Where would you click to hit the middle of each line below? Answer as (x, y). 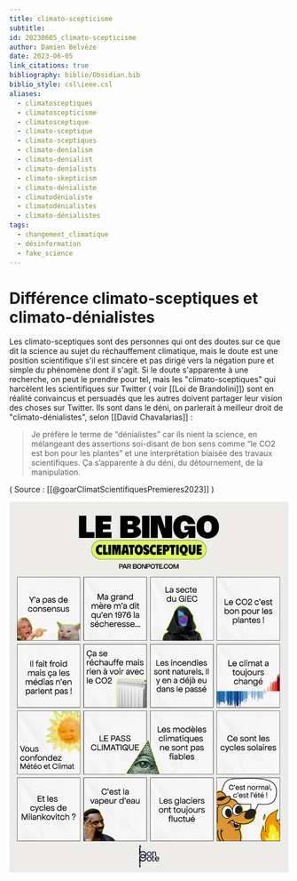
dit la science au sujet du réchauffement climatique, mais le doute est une (144, 351)
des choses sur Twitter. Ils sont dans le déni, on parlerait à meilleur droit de (146, 408)
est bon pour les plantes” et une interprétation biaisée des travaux (152, 453)
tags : (19, 225)
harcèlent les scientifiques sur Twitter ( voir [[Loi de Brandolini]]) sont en (142, 389)
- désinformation (49, 244)
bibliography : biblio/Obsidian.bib (75, 76)
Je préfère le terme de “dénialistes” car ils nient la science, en (144, 435)
